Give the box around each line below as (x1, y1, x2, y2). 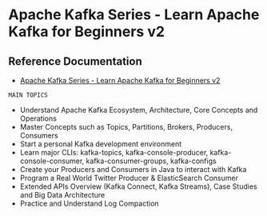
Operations (19, 114, 58, 123)
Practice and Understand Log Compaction (19, 198, 159, 208)
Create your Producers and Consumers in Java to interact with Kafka (19, 165, 247, 174)
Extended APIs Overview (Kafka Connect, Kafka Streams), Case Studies (19, 182, 257, 191)
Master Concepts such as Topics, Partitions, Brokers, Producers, (19, 122, 233, 131)
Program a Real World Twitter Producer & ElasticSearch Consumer (19, 174, 238, 182)
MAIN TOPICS (8, 91, 48, 99)
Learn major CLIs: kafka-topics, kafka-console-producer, (19, 148, 209, 157)
